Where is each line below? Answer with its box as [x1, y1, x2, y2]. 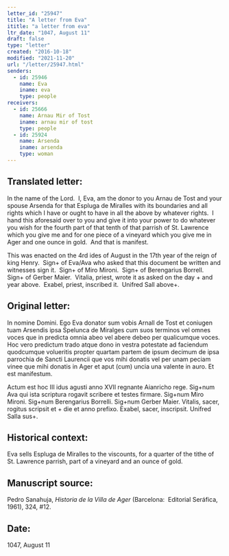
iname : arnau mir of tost [19, 118, 94, 126]
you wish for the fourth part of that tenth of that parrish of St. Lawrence [7, 223, 209, 231]
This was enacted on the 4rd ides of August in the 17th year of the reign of [7, 251, 217, 259]
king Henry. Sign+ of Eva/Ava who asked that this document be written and [7, 258, 221, 266]
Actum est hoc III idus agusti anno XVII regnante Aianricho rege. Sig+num [7, 382, 215, 391]
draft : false [7, 36, 45, 43]
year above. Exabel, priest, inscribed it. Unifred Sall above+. [7, 280, 180, 288]
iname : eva [19, 86, 51, 93]
